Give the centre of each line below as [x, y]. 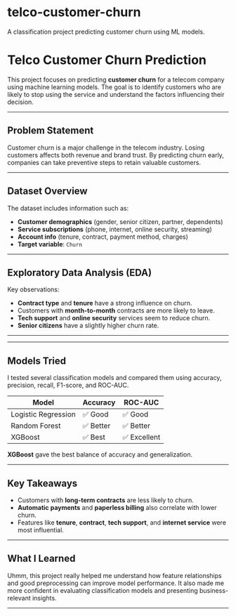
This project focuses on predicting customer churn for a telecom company [116, 79]
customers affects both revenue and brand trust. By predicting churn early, [116, 155]
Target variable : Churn [50, 244]
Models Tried [37, 361]
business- [214, 590]
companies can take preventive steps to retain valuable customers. [104, 162]
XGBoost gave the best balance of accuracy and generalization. [100, 454]
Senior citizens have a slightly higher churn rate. [88, 326]
